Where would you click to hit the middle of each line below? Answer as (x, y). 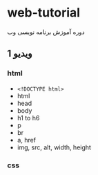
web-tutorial (44, 13)
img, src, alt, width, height (54, 147)
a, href (27, 140)
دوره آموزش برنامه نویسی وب (46, 32)
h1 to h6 (28, 118)
